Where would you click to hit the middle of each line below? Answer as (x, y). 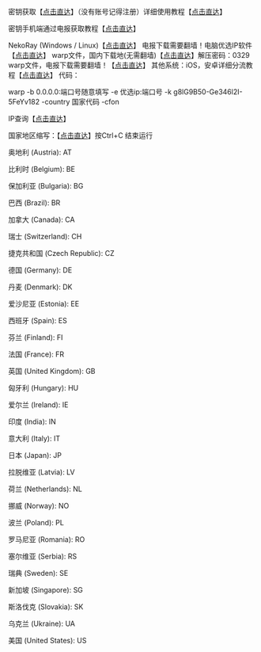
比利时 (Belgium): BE (42, 169)
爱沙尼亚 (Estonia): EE (44, 304)
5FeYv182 (24, 102)
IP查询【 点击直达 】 (39, 118)
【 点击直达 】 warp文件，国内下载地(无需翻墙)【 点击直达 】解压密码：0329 (129, 55)
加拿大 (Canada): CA (42, 219)
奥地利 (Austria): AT (40, 152)
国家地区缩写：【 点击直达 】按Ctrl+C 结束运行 (81, 135)
